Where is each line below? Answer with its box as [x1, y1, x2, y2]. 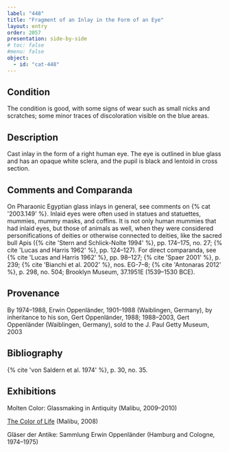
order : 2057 [7, 29, 41, 36]
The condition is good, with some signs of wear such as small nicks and [7, 104, 210, 113]
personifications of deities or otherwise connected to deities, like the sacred [7, 231, 222, 240]
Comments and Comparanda [7, 184, 133, 196]
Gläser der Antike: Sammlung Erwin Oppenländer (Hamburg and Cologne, [7, 430, 215, 438]
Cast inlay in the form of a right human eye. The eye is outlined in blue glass [7, 150, 221, 158]
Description [7, 131, 58, 143]
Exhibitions [7, 386, 56, 397]
